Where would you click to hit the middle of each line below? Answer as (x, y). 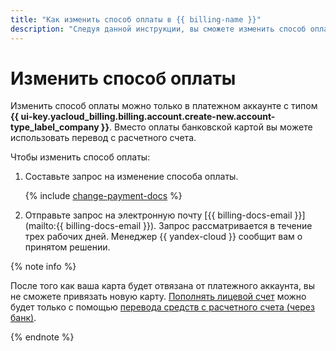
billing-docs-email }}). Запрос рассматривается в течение (189, 226)
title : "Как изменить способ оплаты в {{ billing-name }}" (136, 19)
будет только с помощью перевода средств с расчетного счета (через (162, 307)
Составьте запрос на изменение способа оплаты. (131, 177)
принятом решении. (67, 247)
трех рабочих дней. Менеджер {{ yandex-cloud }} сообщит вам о (163, 237)
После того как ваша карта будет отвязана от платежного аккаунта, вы (163, 286)
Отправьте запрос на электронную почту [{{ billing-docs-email (158, 215)
